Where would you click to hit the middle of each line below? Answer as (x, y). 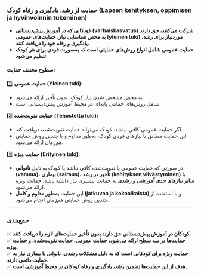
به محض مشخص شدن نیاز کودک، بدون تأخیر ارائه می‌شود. (80, 97)
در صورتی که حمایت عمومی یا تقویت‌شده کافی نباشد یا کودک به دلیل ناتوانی (99, 168)
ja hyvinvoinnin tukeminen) (47, 17)
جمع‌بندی (18, 220)
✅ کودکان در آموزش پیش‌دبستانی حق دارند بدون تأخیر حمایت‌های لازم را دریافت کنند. (99, 234)
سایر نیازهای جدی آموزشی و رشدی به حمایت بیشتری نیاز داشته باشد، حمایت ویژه (105, 180)
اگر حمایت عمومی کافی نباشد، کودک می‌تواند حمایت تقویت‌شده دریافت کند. (99, 129)
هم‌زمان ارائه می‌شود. (39, 142)
